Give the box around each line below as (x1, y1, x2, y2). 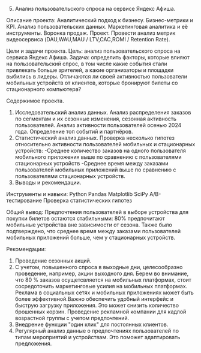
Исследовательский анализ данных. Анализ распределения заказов (14, 109, 191, 116)
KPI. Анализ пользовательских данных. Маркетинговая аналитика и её (6, 23, 188, 30)
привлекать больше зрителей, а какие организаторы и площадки (6, 67, 174, 74)
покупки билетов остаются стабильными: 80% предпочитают (6, 215, 165, 222)
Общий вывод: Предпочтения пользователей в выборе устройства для (6, 209, 189, 215)
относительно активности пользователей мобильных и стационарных (14, 141, 196, 147)
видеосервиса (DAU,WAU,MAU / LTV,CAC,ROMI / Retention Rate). (6, 36, 170, 43)
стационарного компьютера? (6, 86, 82, 92)
